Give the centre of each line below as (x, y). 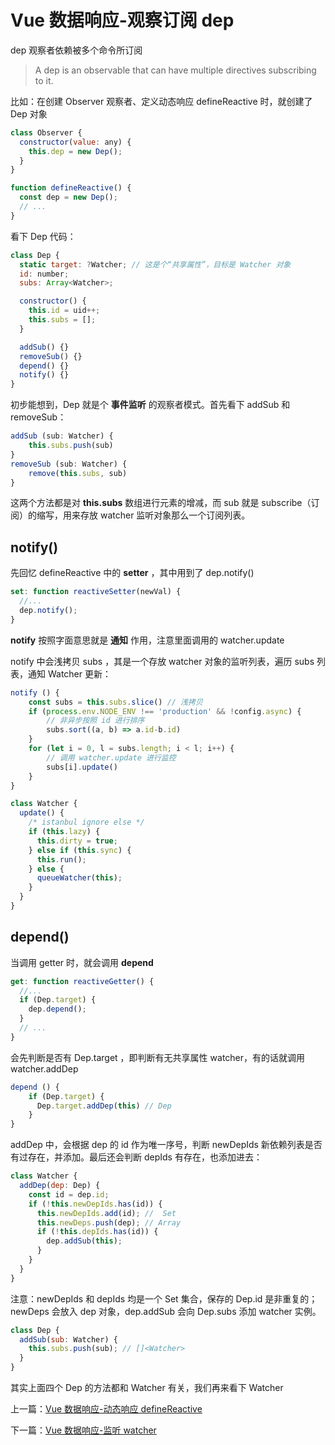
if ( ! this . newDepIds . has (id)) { (95, 1204)
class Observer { (46, 132)
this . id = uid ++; (64, 311)
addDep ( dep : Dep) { (60, 1186)
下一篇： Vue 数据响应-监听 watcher (83, 1430)
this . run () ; (61, 859)
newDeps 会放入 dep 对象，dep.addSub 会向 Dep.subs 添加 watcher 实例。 (166, 1311)
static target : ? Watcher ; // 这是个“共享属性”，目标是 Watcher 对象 (155, 264)
